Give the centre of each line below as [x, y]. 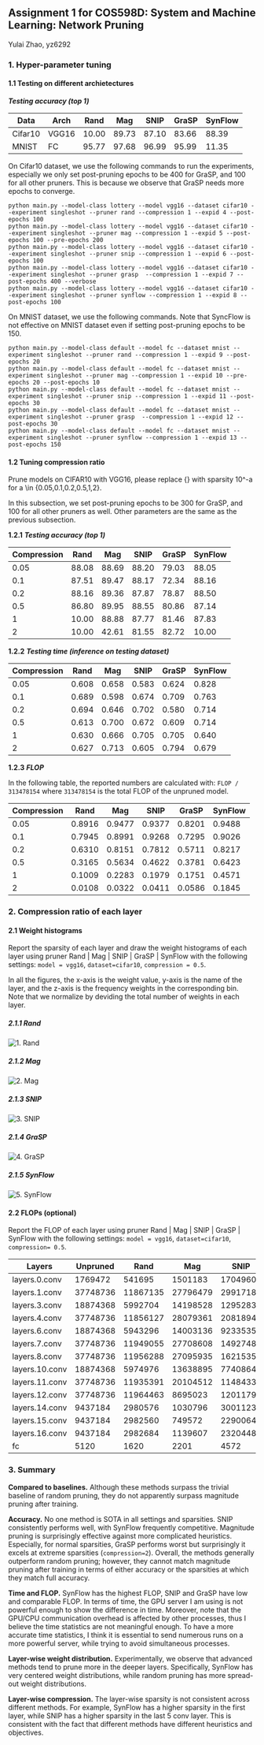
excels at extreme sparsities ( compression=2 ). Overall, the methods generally [131, 1553]
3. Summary [32, 1470]
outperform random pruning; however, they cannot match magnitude [119, 1561]
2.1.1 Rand [25, 1023]
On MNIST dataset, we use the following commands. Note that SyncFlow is [130, 316]
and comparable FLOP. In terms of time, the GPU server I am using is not [126, 1601]
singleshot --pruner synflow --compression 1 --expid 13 [142, 437]
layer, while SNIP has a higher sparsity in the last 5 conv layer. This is [120, 1715]
